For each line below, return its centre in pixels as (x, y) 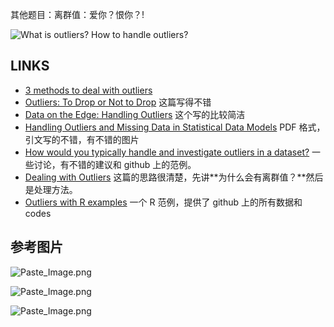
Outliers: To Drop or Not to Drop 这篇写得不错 (118, 102)
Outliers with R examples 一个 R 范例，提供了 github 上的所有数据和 (163, 202)
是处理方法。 (51, 189)
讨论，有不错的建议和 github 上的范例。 (115, 164)
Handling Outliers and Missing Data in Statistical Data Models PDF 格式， (175, 127)
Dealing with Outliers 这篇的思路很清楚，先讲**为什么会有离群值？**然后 (174, 177)
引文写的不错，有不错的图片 (82, 139)
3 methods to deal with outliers (88, 90)
